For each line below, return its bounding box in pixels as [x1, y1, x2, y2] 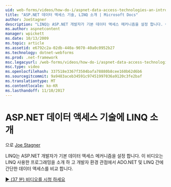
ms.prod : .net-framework [5, 55, 58, 60]
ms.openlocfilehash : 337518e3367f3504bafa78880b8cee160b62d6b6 [5, 69, 142, 74]
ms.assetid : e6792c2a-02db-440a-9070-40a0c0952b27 [5, 45, 115, 50]
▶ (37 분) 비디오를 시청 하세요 [5, 176, 66, 182]
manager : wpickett [5, 31, 44, 36]
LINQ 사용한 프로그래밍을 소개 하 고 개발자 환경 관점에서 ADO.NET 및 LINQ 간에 [5, 159, 164, 166]
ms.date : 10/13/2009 [5, 36, 49, 41]
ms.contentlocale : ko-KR [5, 83, 58, 88]
